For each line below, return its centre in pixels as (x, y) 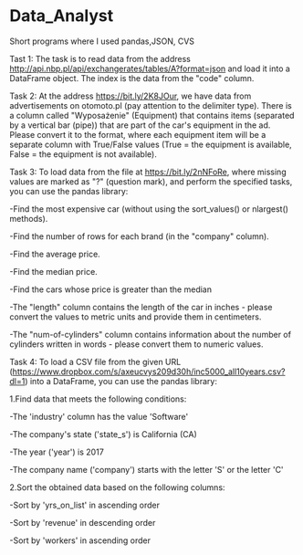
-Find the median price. (53, 271)
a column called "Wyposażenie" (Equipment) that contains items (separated (152, 115)
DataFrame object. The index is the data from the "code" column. (132, 78)
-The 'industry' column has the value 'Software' (99, 416)
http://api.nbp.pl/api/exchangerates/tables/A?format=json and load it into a (150, 68)
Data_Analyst (62, 16)
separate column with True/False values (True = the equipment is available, (151, 144)
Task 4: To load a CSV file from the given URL (95, 361)
